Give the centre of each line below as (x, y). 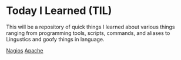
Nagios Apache (25, 50)
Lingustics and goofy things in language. (55, 39)
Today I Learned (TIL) (59, 11)
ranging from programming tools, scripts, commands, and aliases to (88, 33)
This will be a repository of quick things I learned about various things (90, 27)
